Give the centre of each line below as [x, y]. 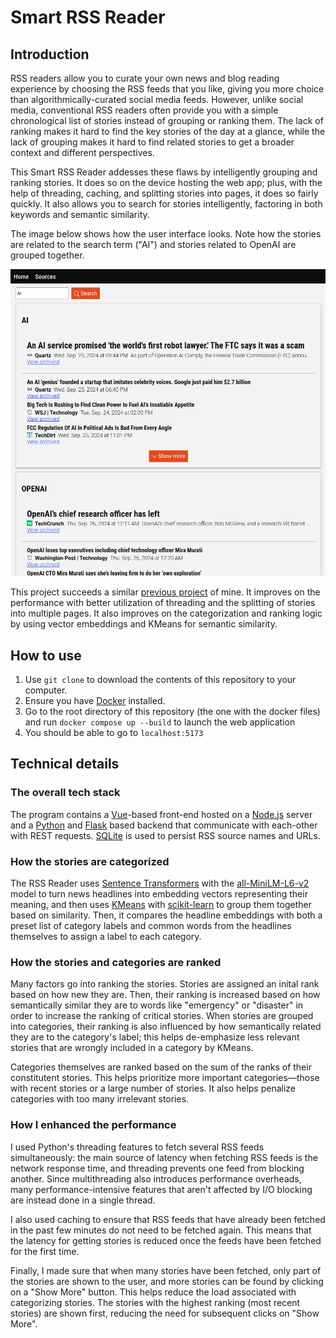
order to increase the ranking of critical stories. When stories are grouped [162, 1016]
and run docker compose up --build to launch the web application [160, 722]
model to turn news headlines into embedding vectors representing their [159, 893]
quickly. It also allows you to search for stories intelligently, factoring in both [166, 204]
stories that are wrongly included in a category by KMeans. [132, 1048]
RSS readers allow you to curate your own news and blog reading [145, 78]
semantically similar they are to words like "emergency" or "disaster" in [157, 1005]
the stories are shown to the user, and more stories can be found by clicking [167, 1281]
